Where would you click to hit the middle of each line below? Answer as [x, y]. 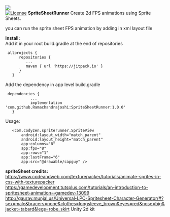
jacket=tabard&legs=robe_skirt [38, 209]
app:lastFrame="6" [40, 157]
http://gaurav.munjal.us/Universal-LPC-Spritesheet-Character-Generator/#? [84, 198]
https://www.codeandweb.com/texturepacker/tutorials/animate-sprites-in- [83, 177]
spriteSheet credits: [27, 171]
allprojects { [22, 53]
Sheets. [13, 18]
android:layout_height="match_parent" [62, 140]
